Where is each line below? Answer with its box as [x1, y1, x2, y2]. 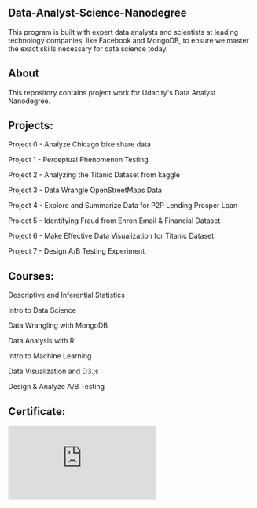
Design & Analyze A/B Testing [8, 382, 105, 391]
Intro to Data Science [8, 306, 77, 315]
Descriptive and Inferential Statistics [8, 291, 126, 300]
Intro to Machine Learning [8, 351, 92, 361]
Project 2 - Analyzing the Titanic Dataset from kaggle [8, 170, 181, 180]
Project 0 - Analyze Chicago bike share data [8, 139, 152, 149]
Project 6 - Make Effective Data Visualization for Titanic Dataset [8, 232, 215, 241]
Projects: [8, 119, 53, 132]
